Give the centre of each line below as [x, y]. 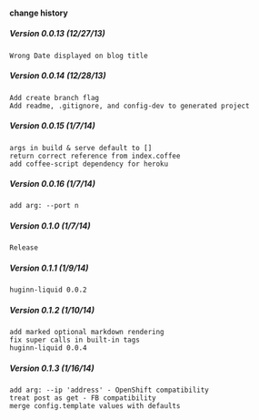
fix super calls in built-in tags [75, 340]
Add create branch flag [55, 97]
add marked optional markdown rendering [87, 333]
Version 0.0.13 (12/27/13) [58, 34]
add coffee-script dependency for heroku [89, 164]
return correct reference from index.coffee [95, 156]
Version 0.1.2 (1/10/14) [52, 310]
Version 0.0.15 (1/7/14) [52, 126]
